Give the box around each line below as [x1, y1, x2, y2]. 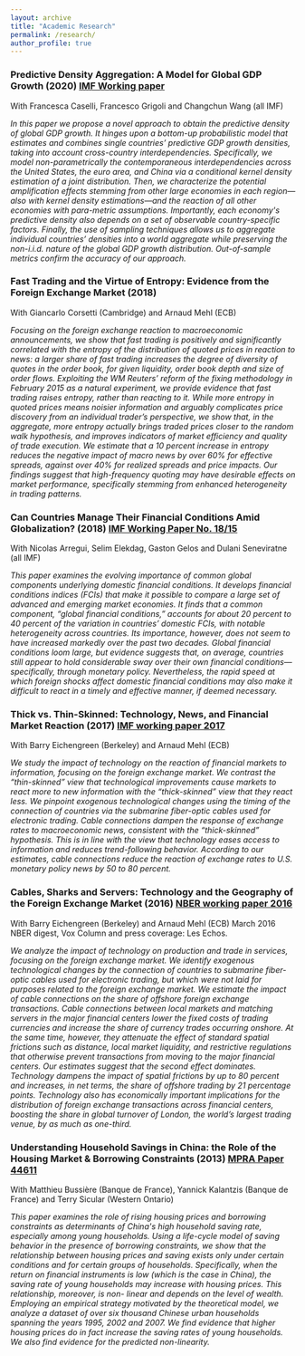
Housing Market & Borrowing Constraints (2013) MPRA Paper [10, 1152, 284, 1165]
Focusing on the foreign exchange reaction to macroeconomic [10, 324, 243, 335]
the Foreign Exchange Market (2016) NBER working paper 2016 [10, 898, 293, 910]
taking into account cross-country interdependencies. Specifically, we [10, 147, 273, 158]
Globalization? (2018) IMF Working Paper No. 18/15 [10, 522, 238, 534]
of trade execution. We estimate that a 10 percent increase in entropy [10, 440, 270, 451]
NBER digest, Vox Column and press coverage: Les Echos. [10, 928, 228, 938]
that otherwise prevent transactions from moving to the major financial [10, 1051, 275, 1062]
